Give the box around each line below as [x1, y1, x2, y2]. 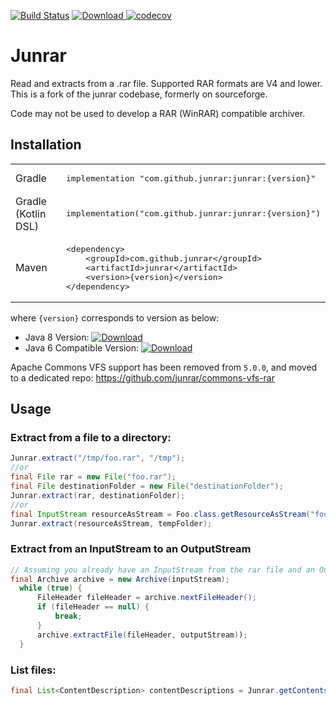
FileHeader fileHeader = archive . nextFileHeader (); [36, 593, 257, 603]
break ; [54, 611, 83, 622]
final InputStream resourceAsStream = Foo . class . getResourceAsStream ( [10, 509, 311, 519]
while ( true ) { [19, 583, 83, 594]
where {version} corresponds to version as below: [10, 311, 220, 324]
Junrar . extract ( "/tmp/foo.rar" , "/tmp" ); [10, 453, 186, 464]
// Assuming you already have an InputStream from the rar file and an [10, 565, 315, 575]
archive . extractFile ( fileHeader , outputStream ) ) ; [36, 630, 248, 640]
